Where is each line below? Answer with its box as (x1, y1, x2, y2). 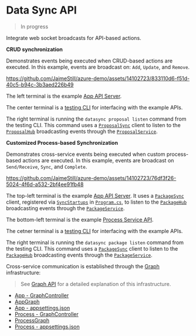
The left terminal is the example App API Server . (6, 92, 122, 99)
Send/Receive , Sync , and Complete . (6, 163, 87, 170)
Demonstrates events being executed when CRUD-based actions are (6, 57, 173, 64)
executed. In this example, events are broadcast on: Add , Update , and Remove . (6, 63, 190, 71)
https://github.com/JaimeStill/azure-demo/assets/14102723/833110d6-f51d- (6, 75, 190, 82)
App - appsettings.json (14, 304, 70, 311)
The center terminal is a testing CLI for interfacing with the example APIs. (6, 104, 183, 111)
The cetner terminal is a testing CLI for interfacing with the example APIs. (6, 227, 183, 234)
